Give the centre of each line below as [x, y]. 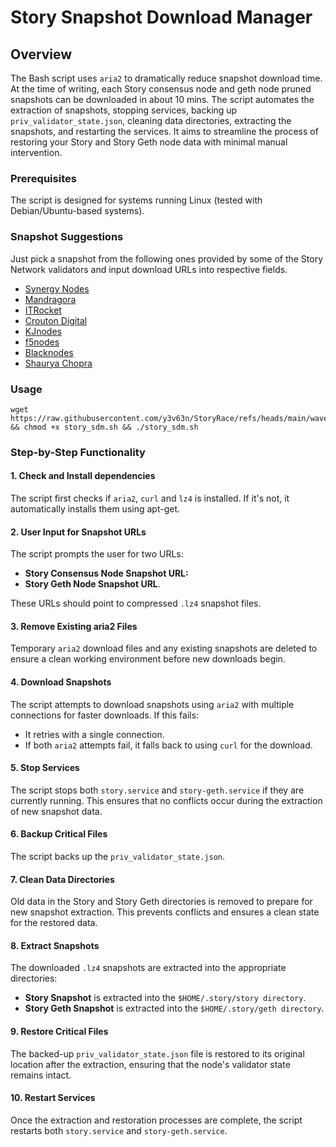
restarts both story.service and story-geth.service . [119, 1130]
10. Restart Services [53, 1098]
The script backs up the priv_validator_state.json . [118, 857]
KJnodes [43, 331]
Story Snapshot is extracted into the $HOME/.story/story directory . [165, 998]
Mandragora [50, 299]
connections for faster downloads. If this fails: [105, 715]
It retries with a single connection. [94, 734]
